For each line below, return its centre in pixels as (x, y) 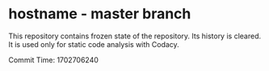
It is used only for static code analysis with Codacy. (94, 44)
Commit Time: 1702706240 (54, 60)
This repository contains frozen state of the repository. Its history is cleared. (134, 36)
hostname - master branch (100, 14)
